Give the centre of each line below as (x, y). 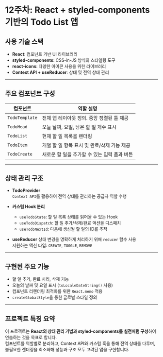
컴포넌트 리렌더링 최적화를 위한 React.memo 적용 (57, 291)
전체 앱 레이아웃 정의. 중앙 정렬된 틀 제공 (85, 118)
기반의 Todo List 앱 (42, 22)
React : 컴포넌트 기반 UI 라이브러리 (45, 54)
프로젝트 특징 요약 (30, 319)
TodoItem (17, 145)
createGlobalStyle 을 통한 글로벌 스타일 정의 (54, 297)
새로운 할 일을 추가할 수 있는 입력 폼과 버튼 (88, 154)
